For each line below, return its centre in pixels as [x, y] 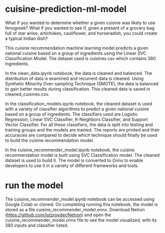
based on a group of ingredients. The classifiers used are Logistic [72, 114]
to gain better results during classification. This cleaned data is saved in [78, 89]
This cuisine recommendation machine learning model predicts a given [77, 48]
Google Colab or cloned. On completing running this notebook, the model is [82, 204]
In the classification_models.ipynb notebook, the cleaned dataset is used [79, 103]
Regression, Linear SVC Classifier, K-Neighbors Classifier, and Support [77, 119]
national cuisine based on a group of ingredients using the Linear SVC [76, 53]
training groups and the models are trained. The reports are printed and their [82, 130]
